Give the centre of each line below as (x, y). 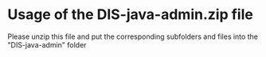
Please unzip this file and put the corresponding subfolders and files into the (133, 36)
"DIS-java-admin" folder (47, 44)
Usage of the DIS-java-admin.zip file (131, 15)
